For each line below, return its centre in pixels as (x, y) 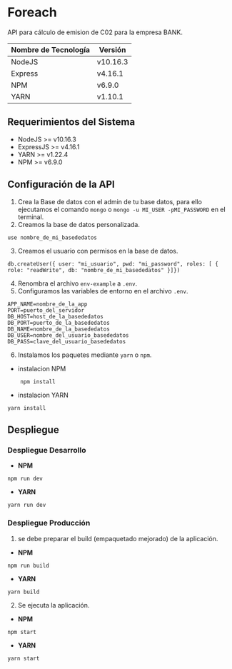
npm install (38, 382)
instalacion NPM (42, 368)
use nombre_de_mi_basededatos (52, 237)
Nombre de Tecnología (51, 49)
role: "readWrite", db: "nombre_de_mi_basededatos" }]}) (94, 270)
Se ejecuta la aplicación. (54, 605)
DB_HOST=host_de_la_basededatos (55, 316)
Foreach (32, 12)
